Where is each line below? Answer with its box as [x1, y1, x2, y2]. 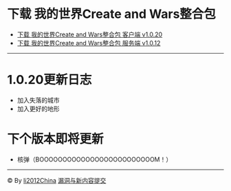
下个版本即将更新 [7, 131, 104, 147]
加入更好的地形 [16, 104, 60, 113]
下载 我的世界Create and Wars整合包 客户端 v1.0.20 [16, 30, 163, 38]
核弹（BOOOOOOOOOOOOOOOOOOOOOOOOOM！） [16, 155, 173, 164]
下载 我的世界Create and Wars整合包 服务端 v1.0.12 [16, 38, 161, 47]
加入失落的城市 [16, 95, 60, 104]
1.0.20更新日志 [7, 72, 92, 88]
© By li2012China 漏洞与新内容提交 [7, 176, 107, 184]
